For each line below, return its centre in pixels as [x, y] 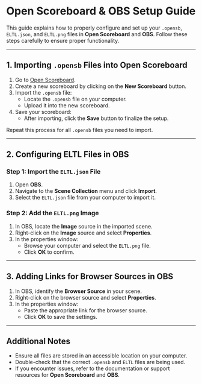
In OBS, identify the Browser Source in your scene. [78, 291]
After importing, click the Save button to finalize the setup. [96, 118]
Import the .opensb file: [43, 92]
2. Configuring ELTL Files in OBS [68, 155]
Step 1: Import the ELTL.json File [54, 172]
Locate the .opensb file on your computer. [75, 99]
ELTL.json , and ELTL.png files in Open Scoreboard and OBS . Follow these [97, 34]
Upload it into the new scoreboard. [67, 105]
